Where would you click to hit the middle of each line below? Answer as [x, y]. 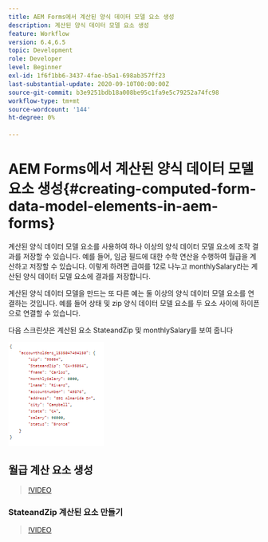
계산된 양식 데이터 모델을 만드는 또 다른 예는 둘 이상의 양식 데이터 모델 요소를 [127, 293]
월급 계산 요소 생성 [51, 470]
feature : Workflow [39, 33]
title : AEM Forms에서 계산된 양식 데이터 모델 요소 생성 [91, 17]
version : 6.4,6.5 [37, 42]
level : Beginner [35, 68]
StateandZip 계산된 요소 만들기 [66, 512]
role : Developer [35, 59]
